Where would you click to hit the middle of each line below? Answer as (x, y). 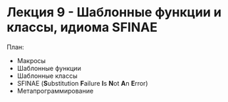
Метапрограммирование (55, 91)
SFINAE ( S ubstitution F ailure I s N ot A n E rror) (82, 83)
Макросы (31, 60)
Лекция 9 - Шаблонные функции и (114, 12)
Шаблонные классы (47, 76)
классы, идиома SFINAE (82, 27)
